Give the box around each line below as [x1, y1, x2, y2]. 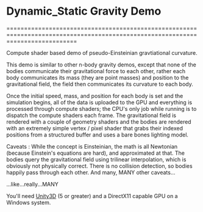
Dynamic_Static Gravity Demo [6, 4, 162, 18]
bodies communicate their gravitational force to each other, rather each [6, 67, 186, 74]
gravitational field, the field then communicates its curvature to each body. [6, 80, 194, 88]
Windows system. [6, 199, 51, 206]
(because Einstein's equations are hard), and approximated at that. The [6, 149, 185, 157]
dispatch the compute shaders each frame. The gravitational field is [6, 111, 177, 119]
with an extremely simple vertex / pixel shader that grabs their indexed [6, 124, 183, 132]
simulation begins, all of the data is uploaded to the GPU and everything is [6, 99, 193, 106]
